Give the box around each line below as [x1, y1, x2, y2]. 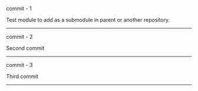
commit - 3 [6, 62, 33, 68]
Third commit [6, 73, 39, 80]
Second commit [6, 45, 45, 52]
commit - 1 [6, 5, 32, 12]
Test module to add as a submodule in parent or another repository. [6, 16, 170, 23]
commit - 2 [6, 33, 33, 40]
